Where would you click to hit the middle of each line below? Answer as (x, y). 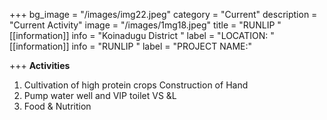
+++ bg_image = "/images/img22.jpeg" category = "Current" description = (163, 14)
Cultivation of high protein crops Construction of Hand (136, 85)
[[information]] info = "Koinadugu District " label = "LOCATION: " (142, 35)
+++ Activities (40, 65)
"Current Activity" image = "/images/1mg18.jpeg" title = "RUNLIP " (145, 25)
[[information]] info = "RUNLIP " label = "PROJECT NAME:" (131, 46)
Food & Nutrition (57, 106)
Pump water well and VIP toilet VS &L (100, 95)
